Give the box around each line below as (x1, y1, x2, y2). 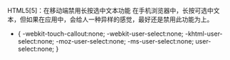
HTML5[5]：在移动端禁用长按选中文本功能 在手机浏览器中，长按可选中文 (7, 6, 220, 14)
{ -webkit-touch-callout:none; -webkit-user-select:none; (17, 29, 184, 38)
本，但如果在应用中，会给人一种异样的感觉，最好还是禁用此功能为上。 (7, 15, 214, 24)
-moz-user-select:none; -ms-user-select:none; (56, 37, 194, 45)
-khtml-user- (184, 29, 223, 38)
